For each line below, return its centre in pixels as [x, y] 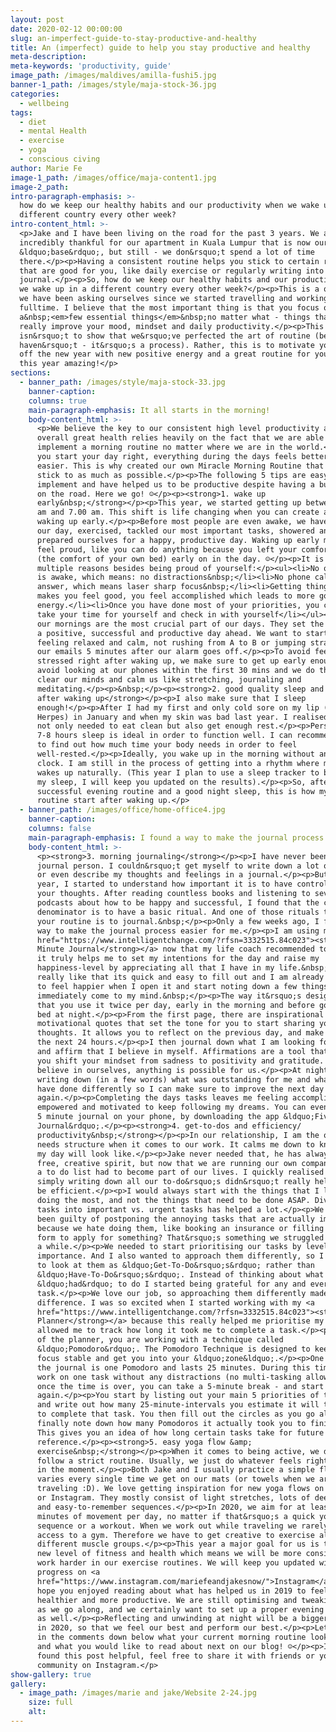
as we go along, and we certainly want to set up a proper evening [180, 1609]
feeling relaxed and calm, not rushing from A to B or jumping [171, 642]
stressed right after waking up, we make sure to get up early [171, 661]
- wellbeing [44, 103]
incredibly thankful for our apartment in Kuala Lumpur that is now [165, 242]
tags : [21, 112]
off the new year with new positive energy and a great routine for [165, 354]
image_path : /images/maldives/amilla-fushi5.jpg [113, 76]
